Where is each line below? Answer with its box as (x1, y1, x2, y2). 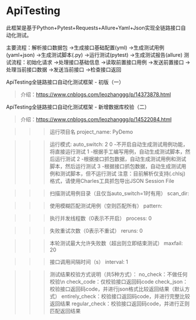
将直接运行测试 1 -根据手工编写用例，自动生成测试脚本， (49, 148, 185, 155)
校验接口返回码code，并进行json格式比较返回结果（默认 (49, 285, 185, 292)
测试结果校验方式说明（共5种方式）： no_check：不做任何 (49, 271, 188, 278)
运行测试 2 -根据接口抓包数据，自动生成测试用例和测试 (54, 155, 187, 162)
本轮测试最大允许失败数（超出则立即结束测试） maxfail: (49, 239, 183, 247)
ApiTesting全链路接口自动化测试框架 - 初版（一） (6, 78, 125, 86)
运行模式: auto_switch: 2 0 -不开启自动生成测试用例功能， (49, 141, 188, 148)
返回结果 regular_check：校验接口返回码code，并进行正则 (49, 300, 190, 307)
